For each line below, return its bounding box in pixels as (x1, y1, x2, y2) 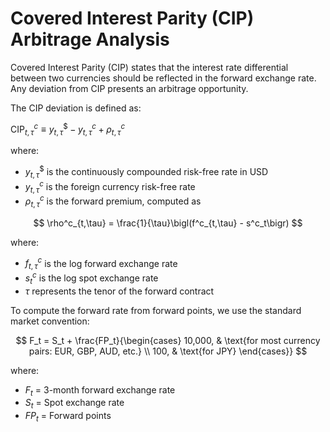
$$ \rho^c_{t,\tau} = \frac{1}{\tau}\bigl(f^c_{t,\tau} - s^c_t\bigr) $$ (33, 217, 303, 229)
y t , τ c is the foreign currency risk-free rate (24, 178, 196, 195)
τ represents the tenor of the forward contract (24, 285, 215, 297)
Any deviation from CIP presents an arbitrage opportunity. (10, 82, 249, 94)
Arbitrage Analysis (10, 28, 170, 51)
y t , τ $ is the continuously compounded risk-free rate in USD (24, 164, 269, 180)
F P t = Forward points (24, 410, 112, 424)
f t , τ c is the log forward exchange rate (24, 255, 178, 272)
